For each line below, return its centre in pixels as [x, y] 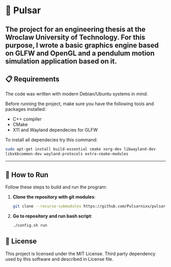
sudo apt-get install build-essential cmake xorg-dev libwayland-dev [81, 149]
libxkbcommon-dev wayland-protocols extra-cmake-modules [67, 154]
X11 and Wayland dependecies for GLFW [55, 130]
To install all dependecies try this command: [51, 140]
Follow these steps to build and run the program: [56, 187]
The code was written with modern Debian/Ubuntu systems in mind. [77, 94]
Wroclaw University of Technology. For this [75, 37]
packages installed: [26, 109]
